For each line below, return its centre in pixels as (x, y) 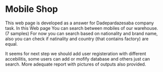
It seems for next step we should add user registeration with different (76, 54)
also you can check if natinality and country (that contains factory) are (77, 39)
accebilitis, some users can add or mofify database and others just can (78, 59)
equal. (12, 44)
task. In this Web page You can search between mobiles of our (69, 28)
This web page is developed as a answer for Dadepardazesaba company (80, 23)
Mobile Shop (31, 9)
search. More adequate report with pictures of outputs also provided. (76, 64)
